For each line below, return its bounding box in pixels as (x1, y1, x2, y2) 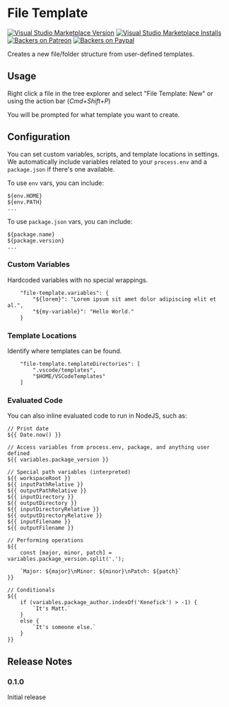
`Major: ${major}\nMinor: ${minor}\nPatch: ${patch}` (20, 568, 182, 575)
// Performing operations (7, 537, 83, 544)
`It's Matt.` (33, 605, 71, 613)
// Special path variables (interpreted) (7, 469, 131, 476)
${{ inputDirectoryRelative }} (7, 506, 100, 513)
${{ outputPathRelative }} (7, 487, 87, 494)
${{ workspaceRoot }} (7, 475, 71, 482)
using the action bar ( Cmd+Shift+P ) (7, 96, 111, 105)
